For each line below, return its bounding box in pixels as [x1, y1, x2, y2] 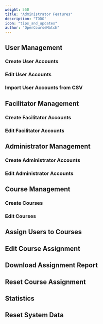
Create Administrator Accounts [5, 157, 81, 164]
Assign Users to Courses [5, 228, 82, 236]
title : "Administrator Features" [5, 12, 73, 17]
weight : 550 [5, 7, 29, 12]
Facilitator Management [5, 99, 79, 108]
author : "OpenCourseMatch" [5, 25, 60, 30]
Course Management [5, 185, 70, 194]
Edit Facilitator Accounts [5, 127, 65, 134]
